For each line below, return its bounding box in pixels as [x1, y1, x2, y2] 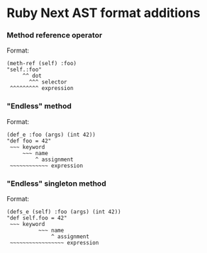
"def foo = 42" [6, 137, 52, 145]
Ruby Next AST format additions [6, 5, 201, 21]
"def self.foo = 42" [6, 215, 68, 222]
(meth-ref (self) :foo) [6, 60, 77, 67]
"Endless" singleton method [6, 179, 107, 189]
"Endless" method [6, 101, 72, 111]
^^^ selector [28, 79, 68, 86]
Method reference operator [6, 30, 103, 40]
